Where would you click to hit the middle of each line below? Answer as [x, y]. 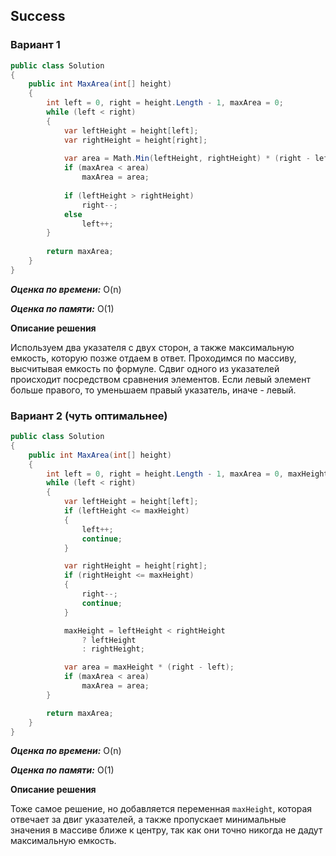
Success [38, 16]
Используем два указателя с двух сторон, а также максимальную [152, 347]
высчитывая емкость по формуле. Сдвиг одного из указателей [145, 368]
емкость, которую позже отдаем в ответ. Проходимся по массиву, [153, 358]
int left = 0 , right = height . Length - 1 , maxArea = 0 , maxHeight [187, 474]
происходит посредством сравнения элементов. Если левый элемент [160, 379]
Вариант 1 [35, 45]
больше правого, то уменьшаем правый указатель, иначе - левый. [153, 390]
